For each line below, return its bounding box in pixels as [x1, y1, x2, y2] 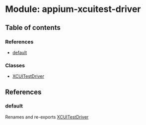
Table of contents [5, 23, 61, 32]
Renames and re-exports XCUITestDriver [5, 114, 89, 120]
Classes [5, 62, 25, 69]
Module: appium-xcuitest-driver [5, 3, 141, 15]
